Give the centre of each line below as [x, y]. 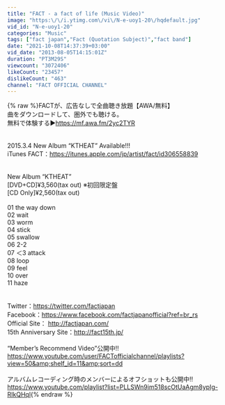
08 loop [18, 261]
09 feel [17, 268]
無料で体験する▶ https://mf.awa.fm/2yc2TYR [71, 123]
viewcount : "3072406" [39, 66]
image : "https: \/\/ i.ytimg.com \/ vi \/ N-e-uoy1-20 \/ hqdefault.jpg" [104, 20]
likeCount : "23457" [36, 72]
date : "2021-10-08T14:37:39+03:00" [59, 46]
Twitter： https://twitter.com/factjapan [61, 306]
